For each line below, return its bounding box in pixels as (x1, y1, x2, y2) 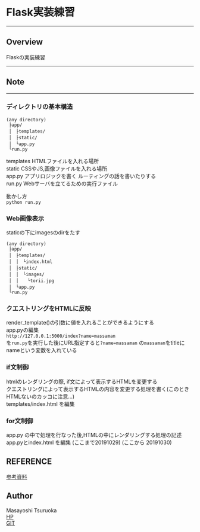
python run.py (6, 199, 42, 205)
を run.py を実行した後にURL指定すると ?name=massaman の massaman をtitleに (6, 339, 185, 347)
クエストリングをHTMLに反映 (6, 304, 91, 313)
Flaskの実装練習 (6, 53, 46, 60)
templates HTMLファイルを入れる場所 (6, 157, 99, 164)
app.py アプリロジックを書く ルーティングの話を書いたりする (6, 172, 157, 179)
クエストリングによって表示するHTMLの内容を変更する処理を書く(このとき (6, 385, 189, 392)
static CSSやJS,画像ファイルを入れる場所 (6, 165, 108, 172)
